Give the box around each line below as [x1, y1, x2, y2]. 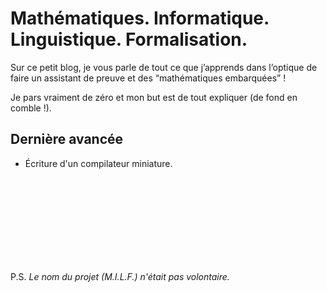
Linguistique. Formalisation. [10, 28, 248, 51]
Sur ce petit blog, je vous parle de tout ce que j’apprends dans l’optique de [10, 61, 318, 73]
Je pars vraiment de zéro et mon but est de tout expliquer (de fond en [10, 91, 298, 103]
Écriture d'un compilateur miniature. [24, 157, 173, 169]
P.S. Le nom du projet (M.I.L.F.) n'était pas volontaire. [10, 270, 230, 282]
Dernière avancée [10, 131, 124, 148]
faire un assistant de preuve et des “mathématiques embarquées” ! [10, 72, 287, 84]
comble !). [10, 102, 52, 114]
